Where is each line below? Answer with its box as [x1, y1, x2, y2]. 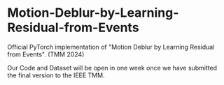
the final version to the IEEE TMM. [7, 71, 105, 79]
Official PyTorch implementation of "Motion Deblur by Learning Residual [7, 42, 215, 51]
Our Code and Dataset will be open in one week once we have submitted [7, 63, 218, 72]
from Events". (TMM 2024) [7, 50, 85, 59]
